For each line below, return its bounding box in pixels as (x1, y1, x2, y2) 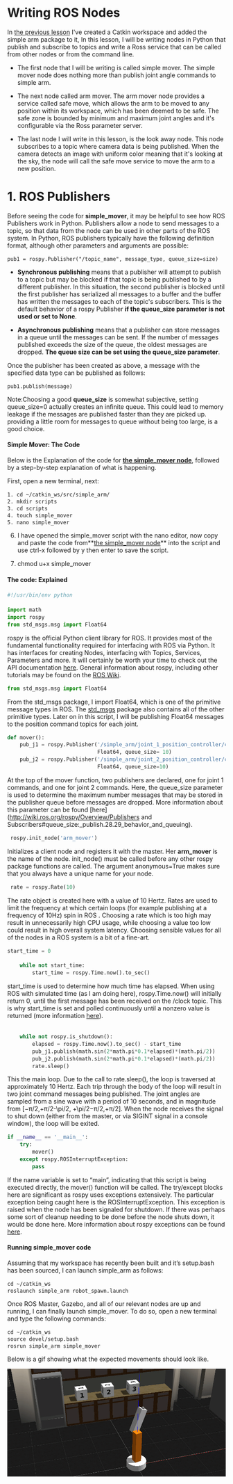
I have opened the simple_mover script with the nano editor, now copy (17, 531, 218, 540)
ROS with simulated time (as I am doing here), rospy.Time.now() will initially (7, 990, 222, 998)
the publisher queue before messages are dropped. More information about (7, 798, 223, 806)
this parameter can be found (7, 805, 89, 814)
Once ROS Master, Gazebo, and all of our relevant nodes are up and (7, 1299, 201, 1308)
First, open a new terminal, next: (7, 477, 99, 485)
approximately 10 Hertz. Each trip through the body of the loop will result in (7, 1083, 222, 1091)
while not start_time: (19, 962, 85, 969)
